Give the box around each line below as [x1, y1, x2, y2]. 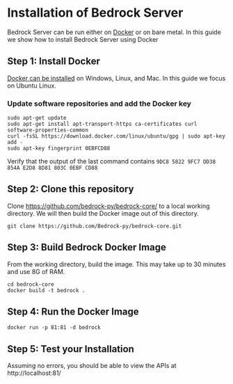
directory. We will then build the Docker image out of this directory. [7, 209, 200, 217]
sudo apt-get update [7, 115, 67, 122]
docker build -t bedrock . [7, 287, 86, 294]
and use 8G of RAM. [7, 267, 65, 275]
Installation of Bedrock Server [7, 5, 184, 21]
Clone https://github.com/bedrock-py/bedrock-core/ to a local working [7, 202, 210, 210]
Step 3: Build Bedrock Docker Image [7, 241, 167, 253]
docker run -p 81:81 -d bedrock [7, 324, 101, 331]
